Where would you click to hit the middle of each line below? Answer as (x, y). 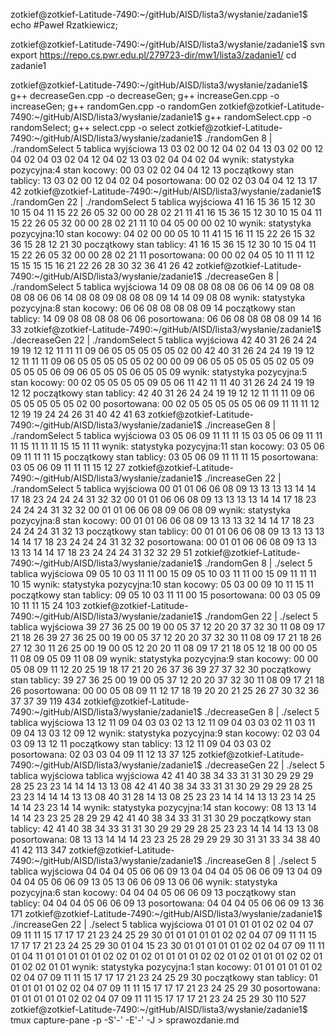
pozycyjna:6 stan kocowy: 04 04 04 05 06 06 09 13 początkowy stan (153, 892)
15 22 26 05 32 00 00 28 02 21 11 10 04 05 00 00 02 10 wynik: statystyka (161, 223)
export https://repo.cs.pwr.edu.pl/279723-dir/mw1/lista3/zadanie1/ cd (153, 55)
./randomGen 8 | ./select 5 (258, 563)
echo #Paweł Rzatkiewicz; (64, 25)
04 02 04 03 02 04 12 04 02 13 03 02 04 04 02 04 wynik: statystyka (152, 159)
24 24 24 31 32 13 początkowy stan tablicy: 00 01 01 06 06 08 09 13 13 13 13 (167, 531)
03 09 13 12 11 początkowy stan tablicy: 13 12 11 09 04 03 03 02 (141, 743)
